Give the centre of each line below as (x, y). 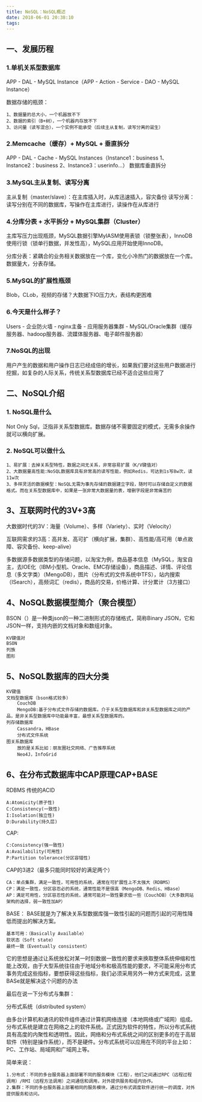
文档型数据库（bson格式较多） (38, 698)
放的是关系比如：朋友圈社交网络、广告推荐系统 (66, 748)
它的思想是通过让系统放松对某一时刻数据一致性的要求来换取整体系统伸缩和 (98, 959)
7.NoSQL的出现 (29, 351)
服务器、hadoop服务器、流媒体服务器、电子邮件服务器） (76, 334)
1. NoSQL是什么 (29, 412)
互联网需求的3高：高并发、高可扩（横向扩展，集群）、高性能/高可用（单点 (97, 539)
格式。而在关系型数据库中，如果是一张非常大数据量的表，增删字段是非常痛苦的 (89, 490)
